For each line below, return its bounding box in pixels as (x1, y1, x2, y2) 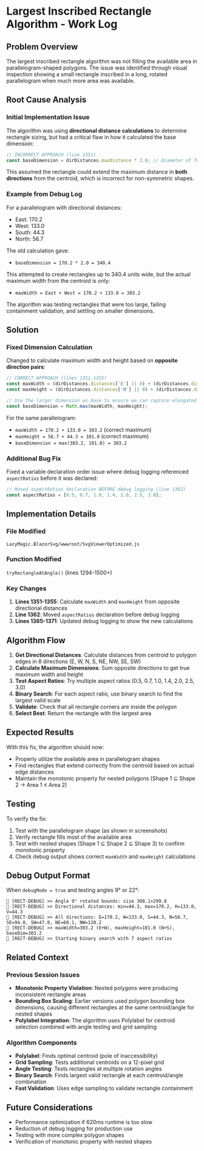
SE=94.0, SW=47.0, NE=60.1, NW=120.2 (6, 919, 102, 926)
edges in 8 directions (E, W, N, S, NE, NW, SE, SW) (15, 657, 141, 665)
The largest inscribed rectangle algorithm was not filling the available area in (6, 58, 197, 65)
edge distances (15, 768, 54, 775)
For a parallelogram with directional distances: (6, 204, 122, 211)
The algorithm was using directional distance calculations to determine (6, 127, 187, 134)
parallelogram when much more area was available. (6, 77, 135, 84)
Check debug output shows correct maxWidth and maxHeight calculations (15, 852, 196, 860)
